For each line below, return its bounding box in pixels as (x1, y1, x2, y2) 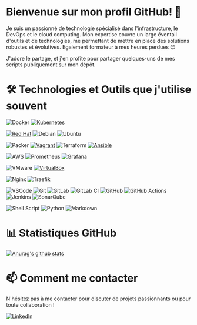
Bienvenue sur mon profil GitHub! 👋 (6, 5, 182, 19)
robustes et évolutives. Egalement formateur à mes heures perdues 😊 (6, 43, 176, 51)
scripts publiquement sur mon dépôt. (6, 61, 96, 68)
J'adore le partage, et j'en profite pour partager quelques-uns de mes (6, 55, 175, 62)
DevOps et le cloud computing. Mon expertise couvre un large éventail (6, 31, 178, 38)
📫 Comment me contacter (6, 272, 138, 284)
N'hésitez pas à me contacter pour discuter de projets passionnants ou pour (6, 295, 191, 302)
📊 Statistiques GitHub (6, 226, 117, 240)
